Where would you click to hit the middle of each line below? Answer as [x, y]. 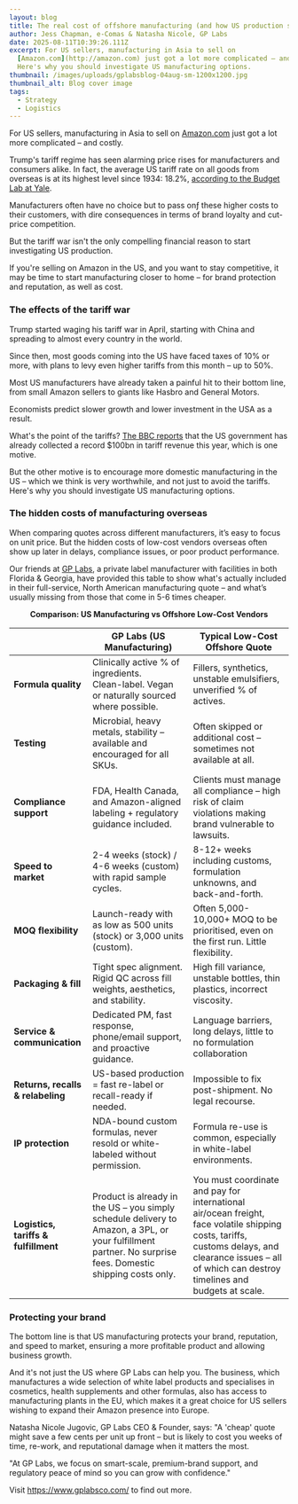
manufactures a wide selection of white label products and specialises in [142, 1382]
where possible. [125, 706]
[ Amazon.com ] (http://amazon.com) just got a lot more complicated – [146, 59]
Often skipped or [228, 726]
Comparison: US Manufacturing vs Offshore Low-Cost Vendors [149, 614]
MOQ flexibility [46, 930]
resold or [111, 1143]
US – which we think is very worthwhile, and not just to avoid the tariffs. [140, 481]
